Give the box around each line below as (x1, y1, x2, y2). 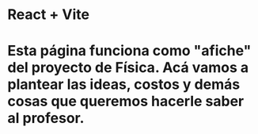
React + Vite (7, 6, 90, 24)
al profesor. (7, 109, 85, 128)
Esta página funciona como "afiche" (7, 42, 252, 60)
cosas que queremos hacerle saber (7, 93, 245, 110)
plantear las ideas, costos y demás (7, 75, 241, 94)
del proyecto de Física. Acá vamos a (7, 59, 249, 77)
